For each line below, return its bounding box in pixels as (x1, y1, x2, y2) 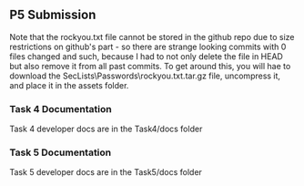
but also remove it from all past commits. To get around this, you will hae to (9, 60, 291, 71)
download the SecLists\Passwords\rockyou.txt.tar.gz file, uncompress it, (9, 70, 280, 81)
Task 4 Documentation (9, 102, 112, 115)
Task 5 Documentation (9, 146, 112, 159)
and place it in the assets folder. (9, 79, 129, 90)
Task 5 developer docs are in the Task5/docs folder (9, 167, 203, 178)
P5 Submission (9, 7, 96, 23)
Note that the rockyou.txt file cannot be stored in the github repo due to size (9, 31, 295, 42)
